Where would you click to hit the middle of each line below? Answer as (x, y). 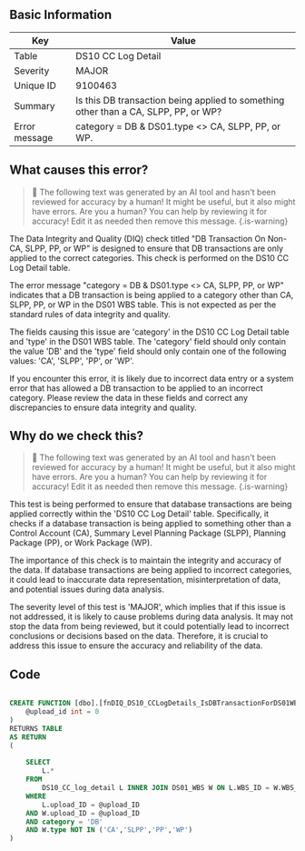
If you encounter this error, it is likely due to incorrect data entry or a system (152, 378)
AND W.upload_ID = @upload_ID (83, 813)
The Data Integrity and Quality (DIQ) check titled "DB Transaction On (138, 238)
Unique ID (35, 85)
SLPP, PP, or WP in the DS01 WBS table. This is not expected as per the (143, 305)
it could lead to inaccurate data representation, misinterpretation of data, (145, 580)
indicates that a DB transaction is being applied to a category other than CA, (152, 295)
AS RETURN (28, 737)
